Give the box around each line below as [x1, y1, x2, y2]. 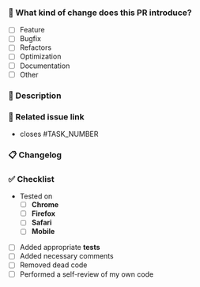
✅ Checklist [8, 173, 55, 184]
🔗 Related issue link [8, 111, 85, 122]
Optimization [19, 51, 62, 62]
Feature [19, 25, 45, 35]
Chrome [31, 200, 59, 210]
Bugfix [19, 34, 42, 43]
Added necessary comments [19, 251, 114, 261]
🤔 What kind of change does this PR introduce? [8, 7, 192, 18]
